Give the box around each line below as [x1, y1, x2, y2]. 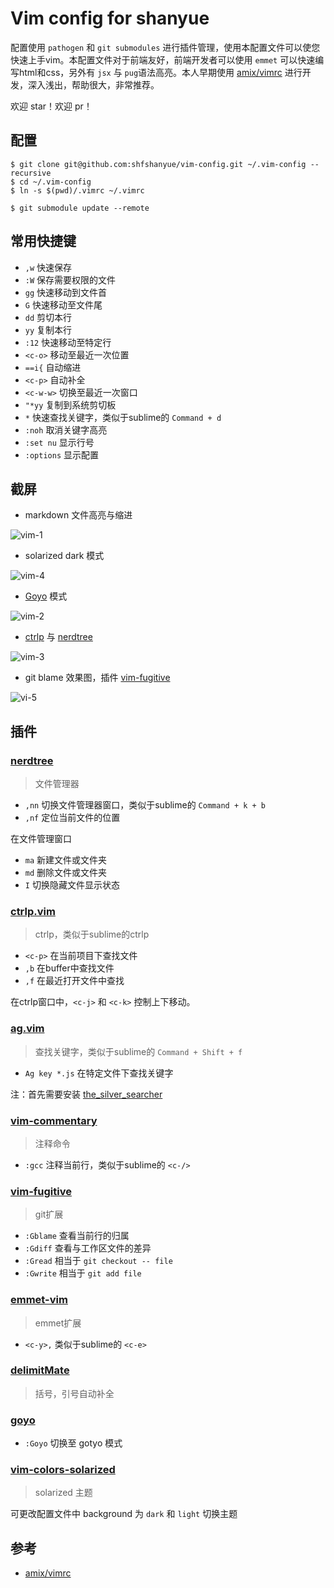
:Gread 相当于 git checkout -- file [24, 1255, 173, 1267]
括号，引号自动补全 [34, 1387, 115, 1399]
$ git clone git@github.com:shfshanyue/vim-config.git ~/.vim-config [10, 159, 307, 169]
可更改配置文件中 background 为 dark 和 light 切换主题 [10, 1508, 238, 1520]
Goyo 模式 [24, 590, 68, 602]
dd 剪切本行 [24, 311, 73, 323]
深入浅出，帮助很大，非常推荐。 [27, 78, 160, 91]
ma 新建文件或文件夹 [24, 854, 108, 866]
